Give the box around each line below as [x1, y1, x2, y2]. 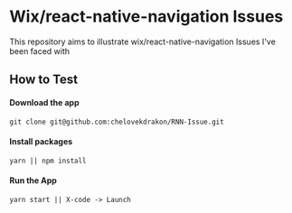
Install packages [9, 136, 73, 147]
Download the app [9, 97, 80, 107]
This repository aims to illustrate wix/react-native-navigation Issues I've [9, 36, 276, 47]
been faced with [9, 45, 71, 56]
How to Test [9, 72, 79, 88]
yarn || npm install [9, 156, 88, 165]
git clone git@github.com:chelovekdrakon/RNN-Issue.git [9, 117, 224, 126]
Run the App [9, 175, 57, 186]
